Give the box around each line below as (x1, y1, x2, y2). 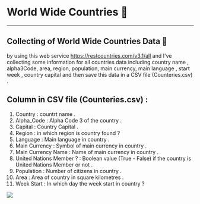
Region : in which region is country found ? (15, 129, 120, 136)
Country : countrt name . (15, 110, 76, 118)
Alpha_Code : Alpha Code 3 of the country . (15, 117, 122, 124)
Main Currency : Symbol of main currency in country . (15, 142, 147, 149)
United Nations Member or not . (15, 161, 93, 168)
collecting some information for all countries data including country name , (7, 58, 189, 65)
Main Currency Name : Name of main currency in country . (15, 148, 159, 155)
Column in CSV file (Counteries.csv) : (7, 95, 148, 105)
